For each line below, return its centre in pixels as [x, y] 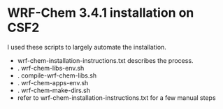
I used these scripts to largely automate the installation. [87, 47]
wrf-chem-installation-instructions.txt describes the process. [105, 60]
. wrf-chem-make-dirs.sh [54, 90]
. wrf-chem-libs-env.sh [51, 68]
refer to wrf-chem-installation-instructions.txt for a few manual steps [116, 97]
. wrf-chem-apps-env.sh [53, 82]
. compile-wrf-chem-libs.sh [57, 75]
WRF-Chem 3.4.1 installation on [101, 13]
